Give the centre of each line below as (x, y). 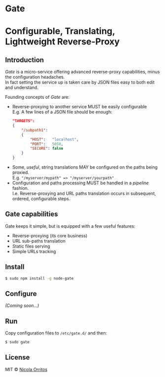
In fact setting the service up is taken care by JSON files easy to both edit (80, 83)
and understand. (22, 87)
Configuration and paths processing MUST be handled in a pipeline (81, 183)
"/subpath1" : (35, 130)
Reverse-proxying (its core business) (50, 236)
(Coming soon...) (22, 306)
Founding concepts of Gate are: (37, 97)
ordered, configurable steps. (41, 199)
